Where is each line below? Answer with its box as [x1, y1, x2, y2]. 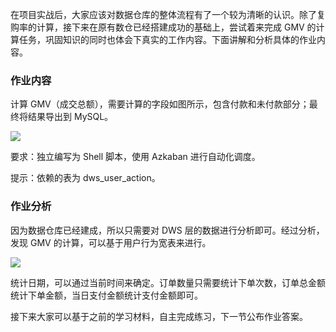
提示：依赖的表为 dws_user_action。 [10, 172, 161, 184]
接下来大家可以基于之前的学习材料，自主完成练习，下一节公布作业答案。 [10, 310, 308, 322]
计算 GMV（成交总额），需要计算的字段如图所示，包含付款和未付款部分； [10, 98, 310, 110]
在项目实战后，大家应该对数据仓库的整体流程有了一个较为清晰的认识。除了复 [10, 9, 326, 20]
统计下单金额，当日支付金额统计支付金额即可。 [10, 289, 203, 301]
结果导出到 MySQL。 [27, 111, 114, 123]
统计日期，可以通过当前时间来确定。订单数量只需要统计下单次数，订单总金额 [10, 276, 326, 288]
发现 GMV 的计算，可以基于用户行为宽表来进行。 [10, 236, 212, 248]
